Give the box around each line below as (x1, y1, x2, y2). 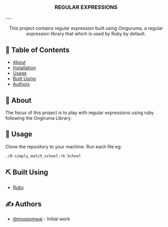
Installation (12, 65, 36, 71)
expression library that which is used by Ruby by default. (26, 31, 146, 37)
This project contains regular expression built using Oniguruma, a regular (9, 25, 163, 31)
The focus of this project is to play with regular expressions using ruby (5, 109, 154, 116)
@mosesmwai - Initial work (12, 216, 70, 222)
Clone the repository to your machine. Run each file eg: (5, 143, 122, 149)
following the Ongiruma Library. (5, 115, 72, 121)
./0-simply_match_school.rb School (5, 153, 81, 159)
